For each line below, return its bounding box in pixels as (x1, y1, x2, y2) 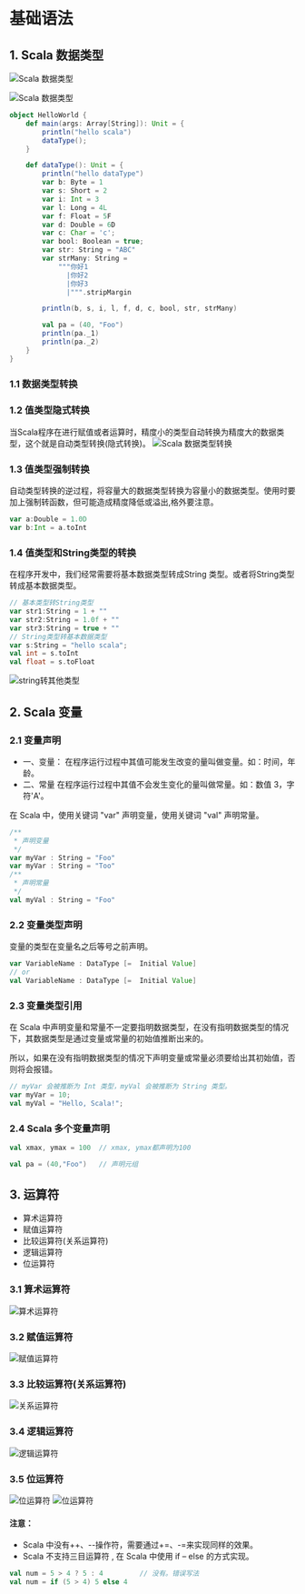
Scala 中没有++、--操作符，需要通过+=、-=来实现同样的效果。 (22, 1539, 259, 1550)
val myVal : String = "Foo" (9, 895, 116, 905)
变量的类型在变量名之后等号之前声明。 (9, 941, 152, 952)
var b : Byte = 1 (42, 178, 103, 187)
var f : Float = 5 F (42, 211, 112, 221)
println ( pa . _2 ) (42, 337, 100, 346)
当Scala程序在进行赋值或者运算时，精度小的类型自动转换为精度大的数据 (9, 426, 277, 437)
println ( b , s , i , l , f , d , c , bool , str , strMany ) (42, 304, 238, 314)
